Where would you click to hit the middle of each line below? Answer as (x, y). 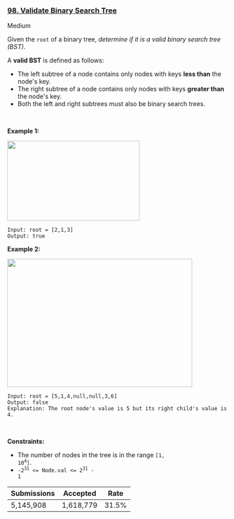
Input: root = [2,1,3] (40, 230)
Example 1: (23, 131)
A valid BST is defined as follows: (56, 60)
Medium (19, 26)
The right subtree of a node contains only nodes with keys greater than (121, 89)
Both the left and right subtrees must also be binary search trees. (111, 104)
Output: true (26, 236)
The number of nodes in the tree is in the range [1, (91, 455)
